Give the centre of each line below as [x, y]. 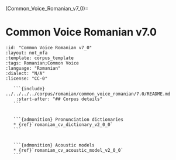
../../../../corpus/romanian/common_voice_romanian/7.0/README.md [88, 94]
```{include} [29, 88]
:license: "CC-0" [27, 79]
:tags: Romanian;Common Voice [42, 63]
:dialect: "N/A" [25, 73]
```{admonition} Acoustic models [54, 145]
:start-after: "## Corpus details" [59, 99]
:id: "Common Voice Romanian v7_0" [49, 47]
